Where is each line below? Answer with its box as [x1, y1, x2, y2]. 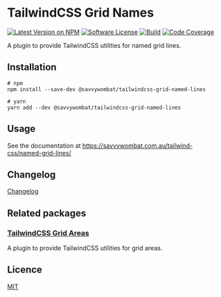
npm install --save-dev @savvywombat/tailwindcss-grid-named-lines [7, 85, 206, 93]
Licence [7, 264, 43, 275]
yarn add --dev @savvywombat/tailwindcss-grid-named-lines [7, 104, 182, 111]
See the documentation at [7, 141, 81, 150]
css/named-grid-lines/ [7, 148, 71, 157]
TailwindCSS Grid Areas [7, 228, 89, 237]
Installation [7, 61, 57, 74]
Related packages [7, 207, 87, 219]
